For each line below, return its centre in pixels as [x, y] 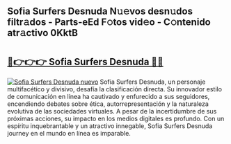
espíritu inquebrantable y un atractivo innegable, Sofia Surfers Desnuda [110, 126]
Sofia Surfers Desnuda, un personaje [153, 82]
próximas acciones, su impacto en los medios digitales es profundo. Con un [116, 118]
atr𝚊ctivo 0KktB [43, 33]
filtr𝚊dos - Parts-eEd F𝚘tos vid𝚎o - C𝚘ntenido [109, 22]
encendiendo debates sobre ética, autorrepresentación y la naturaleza [108, 104]
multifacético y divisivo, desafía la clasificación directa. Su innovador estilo [115, 89]
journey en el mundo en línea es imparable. [69, 133]
